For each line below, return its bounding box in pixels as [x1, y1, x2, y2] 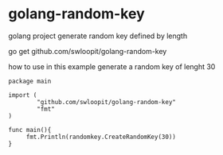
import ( [8, 91, 37, 99]
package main [8, 77, 52, 85]
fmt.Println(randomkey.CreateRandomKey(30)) [25, 133, 177, 141]
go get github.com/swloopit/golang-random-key [8, 46, 167, 56]
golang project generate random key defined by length [8, 31, 188, 41]
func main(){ [8, 126, 52, 134]
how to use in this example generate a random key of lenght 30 [8, 61, 216, 72]
